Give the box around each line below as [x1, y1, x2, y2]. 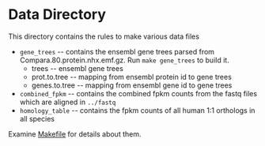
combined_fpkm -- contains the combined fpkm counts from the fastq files [19, 88, 258, 98]
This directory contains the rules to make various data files [8, 32, 200, 41]
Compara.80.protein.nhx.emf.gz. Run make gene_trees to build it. [19, 55, 229, 65]
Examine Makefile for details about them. [8, 129, 142, 139]
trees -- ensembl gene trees [31, 63, 124, 73]
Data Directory [8, 6, 107, 24]
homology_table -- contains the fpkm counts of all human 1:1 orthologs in [19, 105, 256, 115]
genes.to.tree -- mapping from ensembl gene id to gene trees [31, 80, 233, 90]
